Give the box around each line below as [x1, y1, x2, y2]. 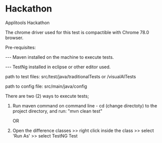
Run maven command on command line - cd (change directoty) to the [12, 102, 157, 108]
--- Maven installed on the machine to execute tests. [5, 54, 114, 60]
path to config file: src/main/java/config [5, 83, 87, 89]
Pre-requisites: [5, 44, 36, 50]
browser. [5, 35, 24, 41]
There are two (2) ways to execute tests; [5, 93, 89, 99]
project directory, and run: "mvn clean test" [12, 108, 103, 114]
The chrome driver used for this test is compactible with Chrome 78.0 [5, 29, 149, 35]
